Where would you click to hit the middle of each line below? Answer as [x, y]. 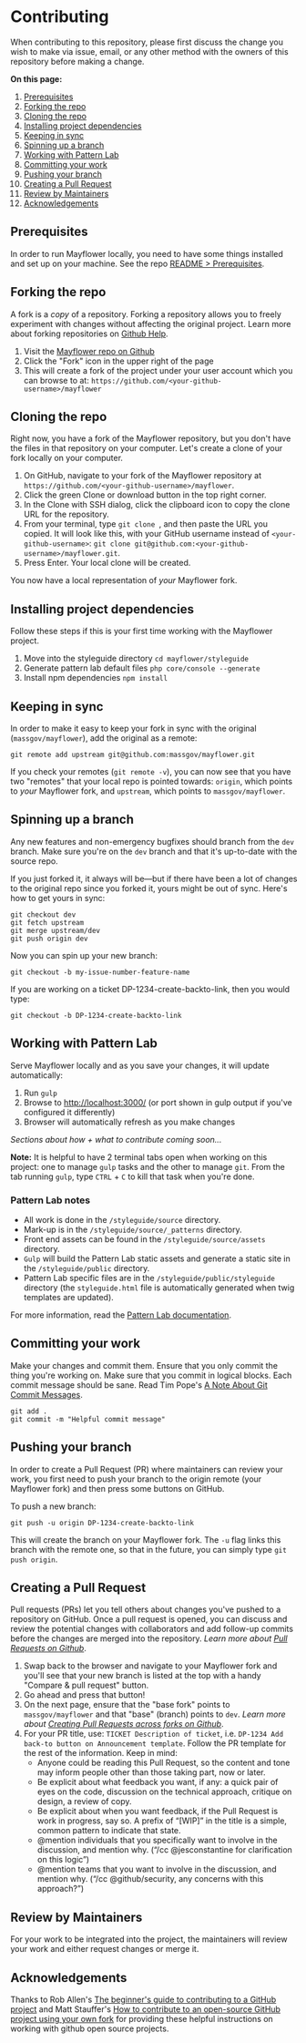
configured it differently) [69, 1112]
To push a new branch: [53, 1506]
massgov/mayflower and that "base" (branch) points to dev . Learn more [154, 1714]
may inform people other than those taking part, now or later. [152, 1772]
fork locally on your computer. [67, 458]
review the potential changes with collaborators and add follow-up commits [152, 1629]
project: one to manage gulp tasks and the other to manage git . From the [148, 1166]
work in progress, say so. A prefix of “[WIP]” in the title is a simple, [162, 1821]
